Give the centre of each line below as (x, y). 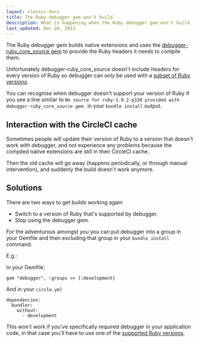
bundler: (22, 305)
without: (28, 310)
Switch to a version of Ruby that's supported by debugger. (86, 214)
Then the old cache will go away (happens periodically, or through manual (97, 163)
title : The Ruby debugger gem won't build (59, 17)
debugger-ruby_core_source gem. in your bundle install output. (84, 106)
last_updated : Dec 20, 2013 (41, 28)
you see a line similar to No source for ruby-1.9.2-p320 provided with (93, 100)
